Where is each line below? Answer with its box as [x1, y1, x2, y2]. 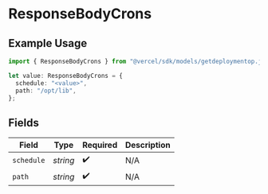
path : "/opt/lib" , [15, 87, 77, 95]
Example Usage [8, 37, 88, 50]
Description [124, 140, 171, 151]
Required [82, 140, 118, 151]
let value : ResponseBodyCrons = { [8, 72, 124, 80]
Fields [8, 116, 40, 130]
